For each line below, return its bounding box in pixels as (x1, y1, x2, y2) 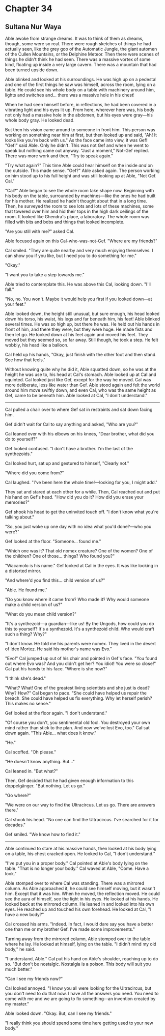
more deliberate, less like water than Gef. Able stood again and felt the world (5, 382, 160, 388)
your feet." (5, 301, 27, 307)
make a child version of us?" (5, 602, 63, 607)
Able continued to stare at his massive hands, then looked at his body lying (5, 846, 157, 851)
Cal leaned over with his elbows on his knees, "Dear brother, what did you (5, 431, 155, 436)
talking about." (5, 514, 34, 520)
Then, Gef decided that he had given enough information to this (5, 777, 134, 783)
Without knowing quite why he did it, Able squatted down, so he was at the (5, 367, 156, 372)
